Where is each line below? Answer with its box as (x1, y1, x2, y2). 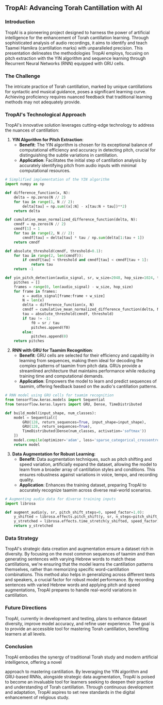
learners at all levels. (5, 631, 46, 637)
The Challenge (5, 72, 40, 79)
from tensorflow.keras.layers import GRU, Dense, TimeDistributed (5, 402, 142, 407)
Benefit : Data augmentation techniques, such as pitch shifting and (19, 456, 152, 462)
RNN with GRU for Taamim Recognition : (12, 347, 93, 353)
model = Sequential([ (14, 415, 57, 420)
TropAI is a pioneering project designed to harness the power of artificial (5, 29, 150, 35)
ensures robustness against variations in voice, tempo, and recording (19, 471, 158, 477)
